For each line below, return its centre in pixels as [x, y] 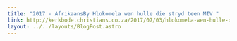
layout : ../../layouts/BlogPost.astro [64, 26]
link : [15, 20]
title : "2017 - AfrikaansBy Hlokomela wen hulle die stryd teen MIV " [113, 14]
